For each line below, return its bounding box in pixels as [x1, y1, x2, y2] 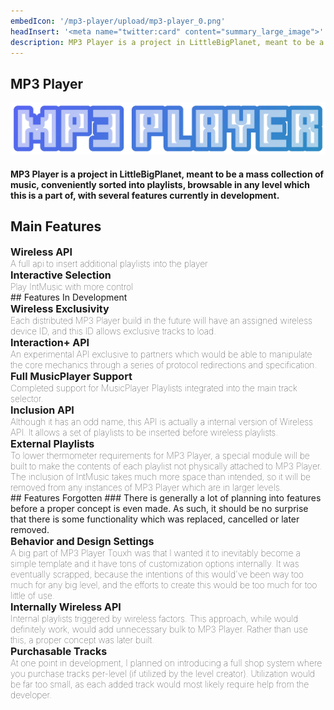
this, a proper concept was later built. [10, 633, 155, 645]
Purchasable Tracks [10, 644, 108, 658]
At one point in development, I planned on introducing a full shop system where [10, 656, 323, 669]
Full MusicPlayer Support [10, 369, 133, 383]
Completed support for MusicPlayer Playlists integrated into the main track [10, 381, 298, 394]
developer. [10, 688, 52, 700]
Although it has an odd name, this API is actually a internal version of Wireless [10, 415, 313, 427]
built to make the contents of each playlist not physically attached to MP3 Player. [10, 460, 323, 472]
